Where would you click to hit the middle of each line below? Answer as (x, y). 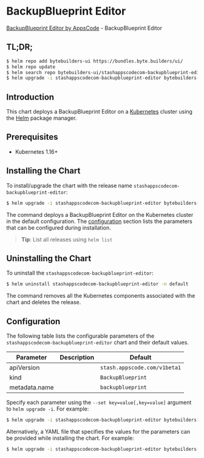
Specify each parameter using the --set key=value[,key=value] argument (99, 403)
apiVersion (25, 367)
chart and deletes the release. (44, 302)
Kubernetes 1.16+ (36, 152)
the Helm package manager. (42, 118)
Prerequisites (32, 137)
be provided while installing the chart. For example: (70, 438)
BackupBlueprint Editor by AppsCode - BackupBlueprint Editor (84, 28)
